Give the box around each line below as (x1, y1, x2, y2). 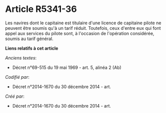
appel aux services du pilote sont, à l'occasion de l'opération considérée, (5, 30, 155, 36)
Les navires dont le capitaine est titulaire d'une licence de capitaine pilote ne (5, 20, 162, 26)
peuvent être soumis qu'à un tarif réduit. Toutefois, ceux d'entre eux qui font (5, 25, 161, 31)
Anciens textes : (5, 55, 37, 60)
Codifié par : (5, 74, 30, 80)
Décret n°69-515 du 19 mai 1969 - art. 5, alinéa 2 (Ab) (12, 64, 121, 70)
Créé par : (5, 93, 25, 99)
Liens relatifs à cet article (5, 45, 58, 51)
